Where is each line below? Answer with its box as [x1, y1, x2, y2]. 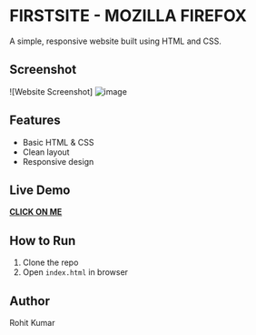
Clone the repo [22, 257, 79, 269]
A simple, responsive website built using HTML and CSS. [9, 36, 222, 46]
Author [9, 293, 50, 309]
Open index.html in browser [22, 267, 129, 278]
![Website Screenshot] [9, 86, 94, 96]
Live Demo [9, 182, 71, 198]
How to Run [9, 233, 76, 249]
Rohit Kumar [9, 318, 55, 328]
